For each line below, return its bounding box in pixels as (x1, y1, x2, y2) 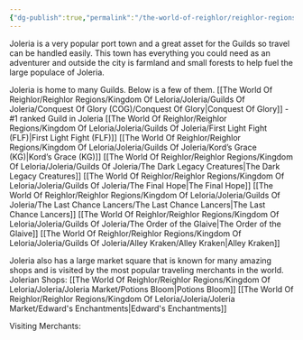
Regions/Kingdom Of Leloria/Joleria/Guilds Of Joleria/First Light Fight (9, 123, 268, 133)
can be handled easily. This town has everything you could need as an (9, 47, 271, 59)
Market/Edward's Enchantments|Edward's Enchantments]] (9, 303, 227, 314)
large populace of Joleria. (9, 67, 106, 78)
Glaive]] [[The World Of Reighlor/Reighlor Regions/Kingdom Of (9, 227, 242, 239)
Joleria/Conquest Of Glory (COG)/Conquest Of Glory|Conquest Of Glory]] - (9, 103, 289, 114)
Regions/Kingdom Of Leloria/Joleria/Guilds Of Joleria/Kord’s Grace (9, 142, 257, 152)
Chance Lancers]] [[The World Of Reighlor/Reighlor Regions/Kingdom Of (9, 208, 280, 219)
